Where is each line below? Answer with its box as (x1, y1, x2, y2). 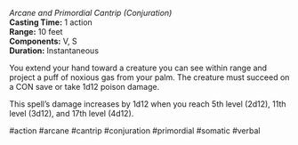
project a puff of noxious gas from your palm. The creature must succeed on (9, 72, 290, 83)
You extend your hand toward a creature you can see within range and (9, 62, 268, 73)
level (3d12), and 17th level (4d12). (9, 109, 134, 118)
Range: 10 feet (9, 27, 63, 36)
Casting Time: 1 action (9, 17, 93, 28)
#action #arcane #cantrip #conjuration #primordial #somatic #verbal (9, 125, 261, 136)
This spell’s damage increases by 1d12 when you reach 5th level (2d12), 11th (9, 99, 286, 109)
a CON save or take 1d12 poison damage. (9, 82, 160, 92)
